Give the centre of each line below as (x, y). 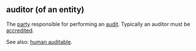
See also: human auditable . (39, 42)
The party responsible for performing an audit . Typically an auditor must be (98, 24)
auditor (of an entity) (45, 10)
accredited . (20, 30)
